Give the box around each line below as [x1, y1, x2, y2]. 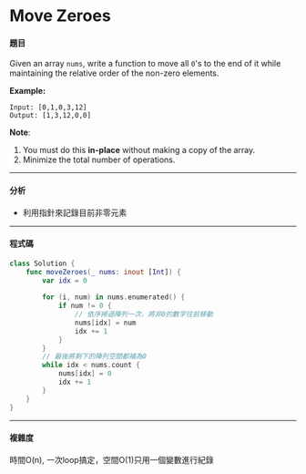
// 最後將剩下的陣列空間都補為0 [42, 352, 148, 361]
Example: [9, 86, 46, 97]
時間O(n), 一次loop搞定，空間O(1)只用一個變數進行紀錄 [9, 454, 214, 465]
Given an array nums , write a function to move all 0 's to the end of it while [9, 58, 281, 69]
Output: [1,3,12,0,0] [9, 111, 92, 120]
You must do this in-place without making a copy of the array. [22, 145, 256, 156]
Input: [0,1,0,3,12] [9, 103, 88, 112]
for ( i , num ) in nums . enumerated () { [42, 293, 185, 302]
